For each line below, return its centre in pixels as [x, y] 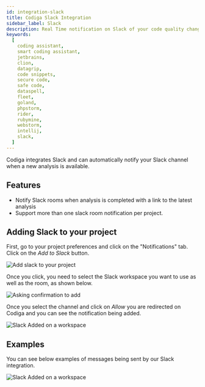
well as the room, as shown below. [49, 283]
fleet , [26, 97]
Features [23, 186]
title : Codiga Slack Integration [49, 18]
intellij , [30, 131]
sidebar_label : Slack [34, 23]
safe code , [31, 86]
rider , [26, 114]
